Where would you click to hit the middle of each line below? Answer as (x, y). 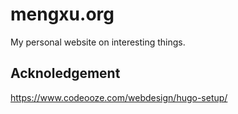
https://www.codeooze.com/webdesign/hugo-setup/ (119, 97)
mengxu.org (62, 14)
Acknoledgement (65, 73)
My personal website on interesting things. (98, 42)
